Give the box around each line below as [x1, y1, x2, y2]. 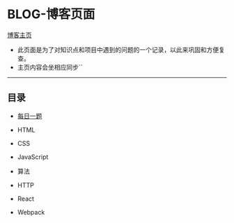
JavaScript [17, 153, 49, 161]
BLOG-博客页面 [7, 6, 95, 22]
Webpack [17, 208, 45, 216]
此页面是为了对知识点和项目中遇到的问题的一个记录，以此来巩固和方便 [17, 45, 219, 54]
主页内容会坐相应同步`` [17, 63, 83, 71]
